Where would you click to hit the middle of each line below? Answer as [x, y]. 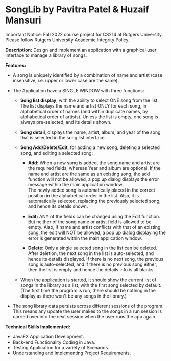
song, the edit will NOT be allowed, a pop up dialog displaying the [97, 232]
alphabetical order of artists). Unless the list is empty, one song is [89, 117]
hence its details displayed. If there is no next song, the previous [96, 259]
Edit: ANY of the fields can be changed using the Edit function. [94, 216]
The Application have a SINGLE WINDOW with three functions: [78, 90]
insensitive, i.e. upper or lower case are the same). [66, 80]
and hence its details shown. [58, 206]
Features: [16, 65]
